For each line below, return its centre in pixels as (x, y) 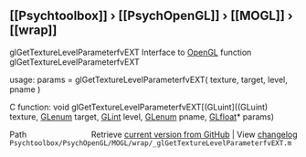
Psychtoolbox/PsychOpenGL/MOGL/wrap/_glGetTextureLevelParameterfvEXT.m (151, 143)
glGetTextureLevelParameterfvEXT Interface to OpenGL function (131, 52)
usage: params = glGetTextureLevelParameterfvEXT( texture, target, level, (148, 79)
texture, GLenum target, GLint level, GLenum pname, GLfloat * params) (142, 116)
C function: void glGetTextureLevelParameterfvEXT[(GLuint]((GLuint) (139, 107)
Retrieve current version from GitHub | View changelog (194, 134)
